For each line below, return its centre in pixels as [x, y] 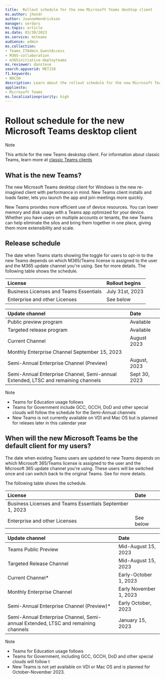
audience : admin [22, 42]
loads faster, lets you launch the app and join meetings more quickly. [74, 198]
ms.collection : [21, 46]
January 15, [132, 620]
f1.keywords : [18, 74]
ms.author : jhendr [24, 14]
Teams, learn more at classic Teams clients [49, 160]
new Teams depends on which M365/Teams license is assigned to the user [81, 260]
